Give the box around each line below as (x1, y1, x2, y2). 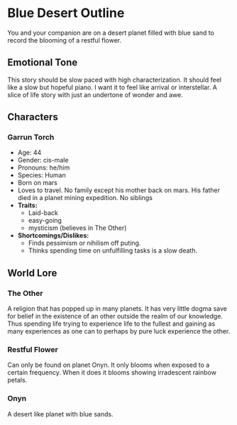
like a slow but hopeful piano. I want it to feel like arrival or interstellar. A (7, 83, 218, 92)
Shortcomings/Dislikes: (17, 231, 89, 240)
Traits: (17, 201, 38, 210)
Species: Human (17, 171, 66, 180)
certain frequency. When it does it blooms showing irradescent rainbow (7, 368, 216, 377)
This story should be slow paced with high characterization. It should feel (7, 75, 222, 84)
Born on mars (17, 179, 58, 187)
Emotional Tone (7, 57, 78, 69)
